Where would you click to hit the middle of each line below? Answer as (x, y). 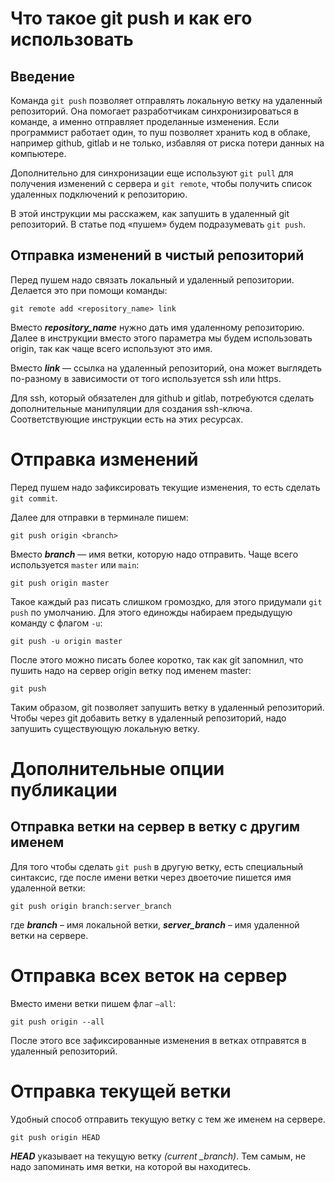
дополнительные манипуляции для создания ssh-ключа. (131, 408)
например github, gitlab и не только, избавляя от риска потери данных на (167, 143)
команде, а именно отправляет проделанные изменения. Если (145, 121)
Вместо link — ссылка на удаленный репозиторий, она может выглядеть (166, 368)
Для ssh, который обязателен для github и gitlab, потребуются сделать (162, 398)
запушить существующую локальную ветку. (105, 728)
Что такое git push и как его (131, 18)
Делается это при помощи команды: (89, 290)
